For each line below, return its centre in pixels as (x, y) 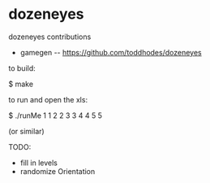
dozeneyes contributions (50, 37)
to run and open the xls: (48, 99)
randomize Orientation (58, 171)
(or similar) (26, 131)
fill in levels (39, 163)
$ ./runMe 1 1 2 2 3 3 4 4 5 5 (56, 115)
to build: (22, 68)
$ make (21, 84)
